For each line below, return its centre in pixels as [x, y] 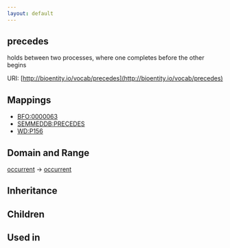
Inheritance [32, 191]
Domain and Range [48, 153]
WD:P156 [30, 131]
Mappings [29, 100]
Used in [24, 238]
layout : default [30, 13]
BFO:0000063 [37, 117]
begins [17, 65]
